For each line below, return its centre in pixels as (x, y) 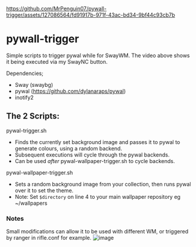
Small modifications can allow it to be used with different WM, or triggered (97, 232)
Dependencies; (25, 73)
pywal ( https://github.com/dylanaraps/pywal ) (70, 91)
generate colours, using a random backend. (68, 148)
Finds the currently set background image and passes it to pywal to (97, 142)
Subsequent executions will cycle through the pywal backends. (92, 155)
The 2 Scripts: (33, 116)
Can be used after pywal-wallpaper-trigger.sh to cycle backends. (95, 161)
